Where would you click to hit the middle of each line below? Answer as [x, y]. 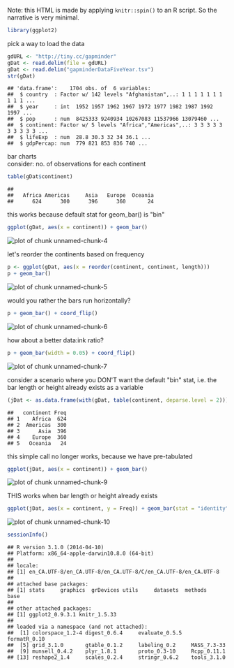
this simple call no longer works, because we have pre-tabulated [100, 456]
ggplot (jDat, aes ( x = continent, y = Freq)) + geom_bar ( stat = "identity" [118, 509]
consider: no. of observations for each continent [77, 164]
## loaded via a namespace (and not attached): [78, 627]
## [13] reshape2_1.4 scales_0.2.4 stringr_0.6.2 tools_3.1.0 [117, 658]
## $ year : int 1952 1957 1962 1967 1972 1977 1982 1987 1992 [110, 107]
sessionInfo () [28, 535]
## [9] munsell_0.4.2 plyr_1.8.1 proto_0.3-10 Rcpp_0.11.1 [117, 652]
